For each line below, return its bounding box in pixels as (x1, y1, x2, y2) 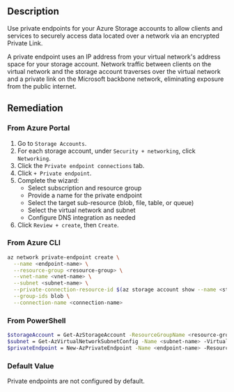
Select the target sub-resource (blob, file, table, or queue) (27, 198, 194, 206)
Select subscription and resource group (27, 183, 142, 192)
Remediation (7, 103, 64, 114)
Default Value (7, 361, 54, 370)
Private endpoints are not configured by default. (7, 377, 145, 386)
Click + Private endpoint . (17, 169, 92, 177)
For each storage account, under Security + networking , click (17, 146, 196, 155)
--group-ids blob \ (13, 293, 70, 300)
